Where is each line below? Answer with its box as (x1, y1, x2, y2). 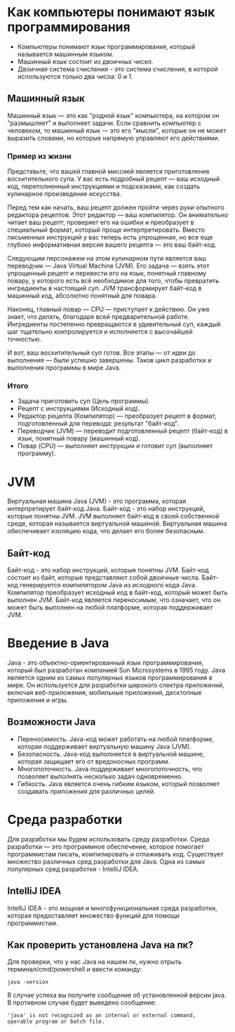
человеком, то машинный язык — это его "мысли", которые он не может (7, 126, 227, 134)
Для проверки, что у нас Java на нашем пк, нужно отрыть (7, 958, 182, 966)
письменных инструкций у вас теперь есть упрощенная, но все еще (7, 233, 213, 242)
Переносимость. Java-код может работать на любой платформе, (17, 735, 215, 743)
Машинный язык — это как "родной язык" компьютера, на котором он (7, 111, 220, 119)
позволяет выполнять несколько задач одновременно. (17, 772, 184, 780)
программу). (17, 449, 56, 457)
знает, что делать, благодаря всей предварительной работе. (7, 313, 190, 321)
